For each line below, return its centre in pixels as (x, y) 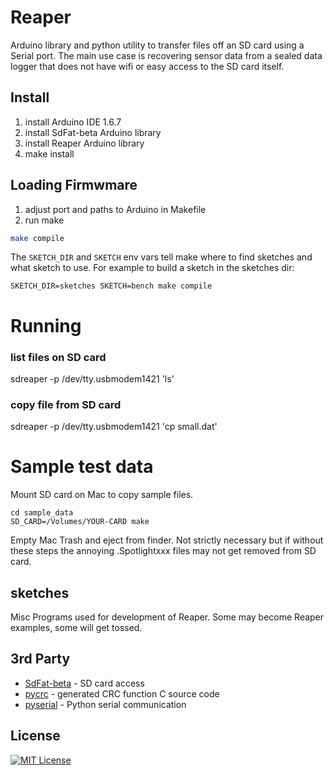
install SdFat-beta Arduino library (93, 132)
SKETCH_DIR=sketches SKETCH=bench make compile (111, 286)
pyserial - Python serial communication (105, 704)
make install (49, 153)
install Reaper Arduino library (84, 143)
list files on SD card (58, 357)
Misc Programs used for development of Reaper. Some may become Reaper (167, 617)
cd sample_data (42, 513)
